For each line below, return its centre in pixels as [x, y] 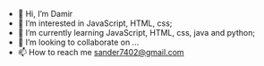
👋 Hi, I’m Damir [45, 14]
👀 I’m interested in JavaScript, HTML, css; [95, 23]
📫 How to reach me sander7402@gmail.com [101, 52]
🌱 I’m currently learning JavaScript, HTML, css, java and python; [136, 33]
